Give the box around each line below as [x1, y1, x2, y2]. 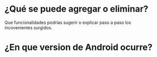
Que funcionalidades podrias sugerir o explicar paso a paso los [4, 19, 131, 25]
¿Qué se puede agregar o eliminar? [4, 3, 149, 15]
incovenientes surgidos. [4, 24, 52, 30]
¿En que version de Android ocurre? [4, 42, 153, 53]
